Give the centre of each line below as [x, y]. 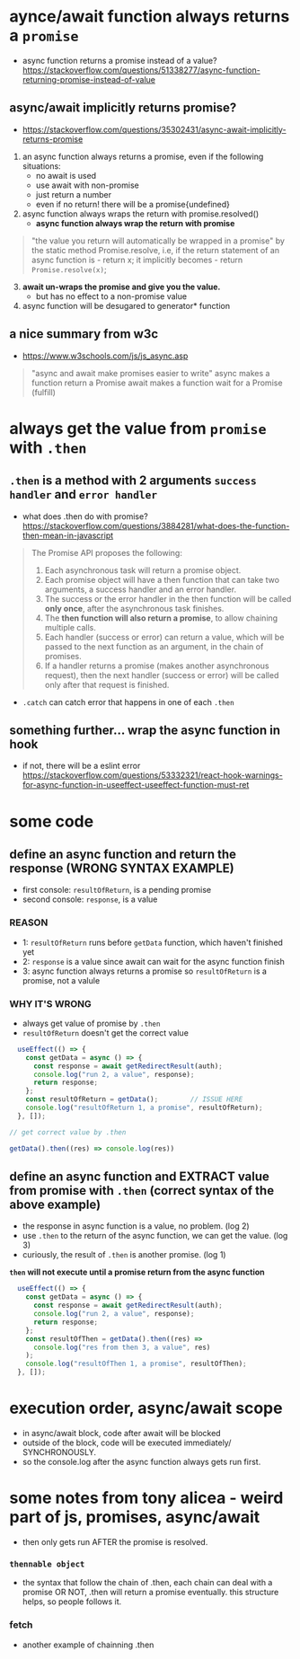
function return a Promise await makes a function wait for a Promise [157, 383]
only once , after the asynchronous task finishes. [134, 608]
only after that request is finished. [107, 684]
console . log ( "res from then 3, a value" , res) [122, 1347]
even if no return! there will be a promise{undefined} [133, 204]
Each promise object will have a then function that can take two [162, 579]
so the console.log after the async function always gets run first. [141, 1461]
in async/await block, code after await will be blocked [122, 1433]
